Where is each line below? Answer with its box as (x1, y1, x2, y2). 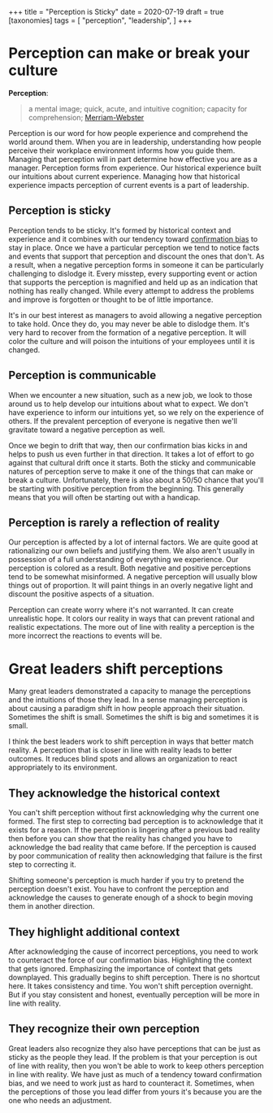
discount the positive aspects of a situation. (8, 589, 154, 599)
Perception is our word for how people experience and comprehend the (8, 128, 249, 137)
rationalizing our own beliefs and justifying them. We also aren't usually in (8, 546, 255, 556)
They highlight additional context (8, 925, 180, 939)
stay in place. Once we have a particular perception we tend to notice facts (8, 242, 260, 252)
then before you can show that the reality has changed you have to (8, 834, 233, 844)
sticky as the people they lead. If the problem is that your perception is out (8, 1052, 258, 1062)
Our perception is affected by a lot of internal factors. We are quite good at (8, 537, 258, 548)
